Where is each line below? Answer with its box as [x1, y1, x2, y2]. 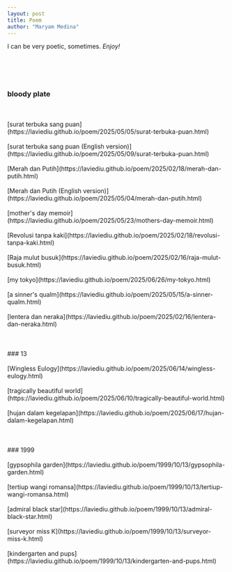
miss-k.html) [7, 534, 44, 543]
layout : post [7, 10, 45, 17]
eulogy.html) [7, 371, 43, 380]
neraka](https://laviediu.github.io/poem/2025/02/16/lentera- [43, 312, 216, 320]
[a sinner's [7, 290, 38, 298]
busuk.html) [7, 261, 42, 269]
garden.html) [7, 467, 45, 476]
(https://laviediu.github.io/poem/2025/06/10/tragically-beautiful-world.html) [7, 394, 225, 402]
